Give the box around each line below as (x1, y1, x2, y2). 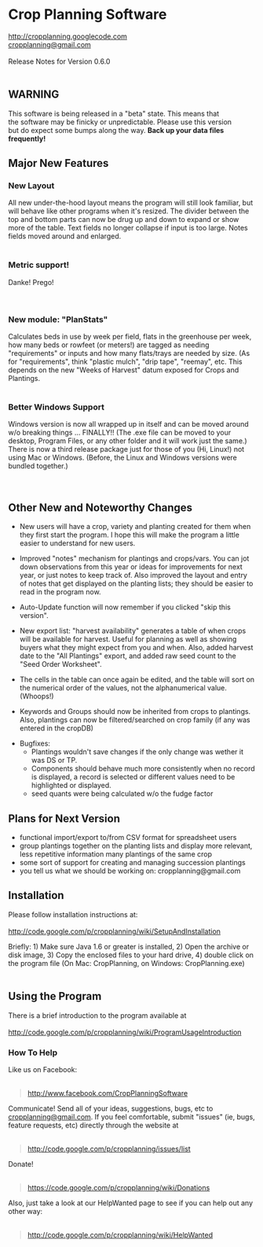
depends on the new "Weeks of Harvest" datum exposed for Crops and (8, 365, 239, 375)
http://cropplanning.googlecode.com (8, 31, 128, 41)
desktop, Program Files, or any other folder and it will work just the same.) (8, 436, 247, 446)
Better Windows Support (8, 401, 104, 413)
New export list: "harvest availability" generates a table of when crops (19, 626, 247, 635)
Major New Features (8, 157, 109, 170)
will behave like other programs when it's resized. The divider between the (8, 206, 250, 216)
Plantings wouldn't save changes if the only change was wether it (31, 747, 243, 757)
